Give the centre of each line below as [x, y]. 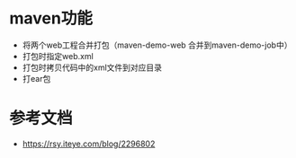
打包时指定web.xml [58, 56]
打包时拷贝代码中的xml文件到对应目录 [92, 67]
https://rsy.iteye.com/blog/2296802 [89, 144]
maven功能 [51, 18]
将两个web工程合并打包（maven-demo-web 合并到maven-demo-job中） [157, 45]
